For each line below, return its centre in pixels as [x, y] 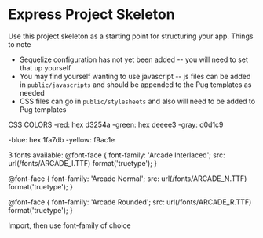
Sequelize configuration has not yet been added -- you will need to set [134, 59]
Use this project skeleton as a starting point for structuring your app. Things [131, 36]
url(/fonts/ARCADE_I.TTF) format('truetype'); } [83, 163]
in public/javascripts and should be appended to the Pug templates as [135, 85]
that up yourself [45, 67]
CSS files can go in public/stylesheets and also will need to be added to [137, 101]
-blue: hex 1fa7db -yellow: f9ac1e [62, 139]
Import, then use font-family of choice [69, 225]
